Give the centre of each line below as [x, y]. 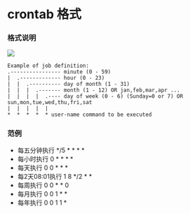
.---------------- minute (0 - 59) [59, 72]
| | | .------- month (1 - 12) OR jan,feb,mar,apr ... [94, 90]
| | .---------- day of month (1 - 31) [69, 85]
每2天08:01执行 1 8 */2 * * [55, 176]
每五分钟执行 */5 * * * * [51, 150]
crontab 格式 [45, 14]
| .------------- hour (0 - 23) [56, 78]
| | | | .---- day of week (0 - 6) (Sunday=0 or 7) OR [95, 96]
